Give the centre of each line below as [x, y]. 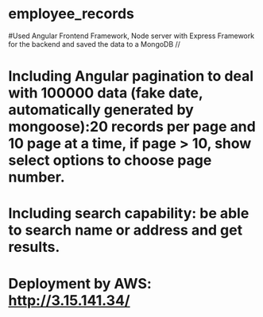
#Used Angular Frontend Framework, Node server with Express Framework [131, 36]
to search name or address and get [126, 230]
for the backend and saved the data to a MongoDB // [95, 44]
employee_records [72, 14]
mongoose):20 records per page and [132, 127]
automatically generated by [101, 110]
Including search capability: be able [129, 214]
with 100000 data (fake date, [106, 93]
